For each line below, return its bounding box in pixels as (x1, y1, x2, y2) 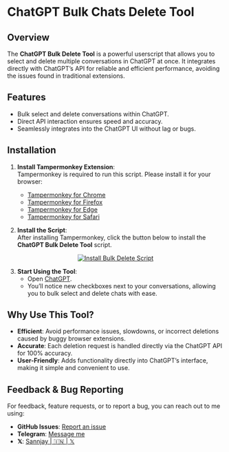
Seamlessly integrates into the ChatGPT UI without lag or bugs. (17, 125, 196, 133)
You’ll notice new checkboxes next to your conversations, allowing (27, 281, 217, 290)
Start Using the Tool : (17, 267, 78, 275)
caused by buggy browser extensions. (17, 334, 126, 343)
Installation (7, 144, 56, 156)
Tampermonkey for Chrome (27, 191, 106, 199)
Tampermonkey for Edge (27, 205, 98, 213)
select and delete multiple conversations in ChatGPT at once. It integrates (7, 57, 216, 65)
